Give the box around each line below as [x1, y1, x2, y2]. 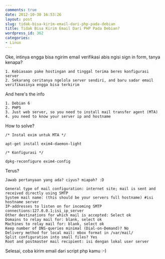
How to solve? [5, 123, 35, 129]
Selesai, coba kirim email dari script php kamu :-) [5, 247, 107, 254]
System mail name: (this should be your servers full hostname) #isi [5, 195, 154, 200]
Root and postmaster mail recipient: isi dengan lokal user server [5, 239, 149, 244]
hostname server [5, 199, 39, 204]
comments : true [5, 7, 37, 13]
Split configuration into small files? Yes [5, 234, 98, 239]
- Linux [5, 40, 22, 45]
